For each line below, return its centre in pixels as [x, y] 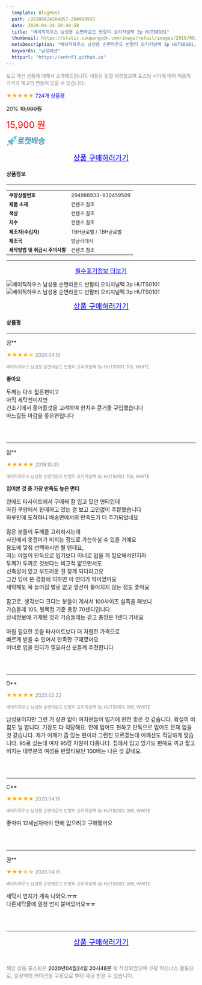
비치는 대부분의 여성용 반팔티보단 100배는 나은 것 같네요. [74, 751]
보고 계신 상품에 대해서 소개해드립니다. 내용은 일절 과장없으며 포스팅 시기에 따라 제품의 [99, 76]
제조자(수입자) [24, 232]
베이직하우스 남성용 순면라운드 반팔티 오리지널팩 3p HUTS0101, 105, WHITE [78, 367]
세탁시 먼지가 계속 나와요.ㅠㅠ [42, 896]
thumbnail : [25, 38]
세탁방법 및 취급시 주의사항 [37, 250]
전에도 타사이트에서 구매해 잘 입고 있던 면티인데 [63, 502]
